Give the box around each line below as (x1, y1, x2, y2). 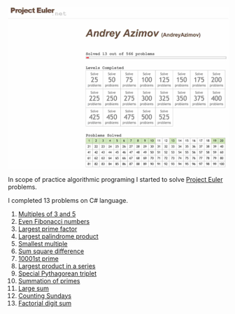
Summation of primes (17, 276, 80, 285)
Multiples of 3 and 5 (17, 210, 76, 218)
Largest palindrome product (17, 231, 99, 241)
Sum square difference (17, 247, 85, 255)
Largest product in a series (17, 262, 96, 270)
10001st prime (17, 254, 59, 262)
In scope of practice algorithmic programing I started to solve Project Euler (8, 175, 223, 183)
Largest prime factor (17, 224, 78, 233)
